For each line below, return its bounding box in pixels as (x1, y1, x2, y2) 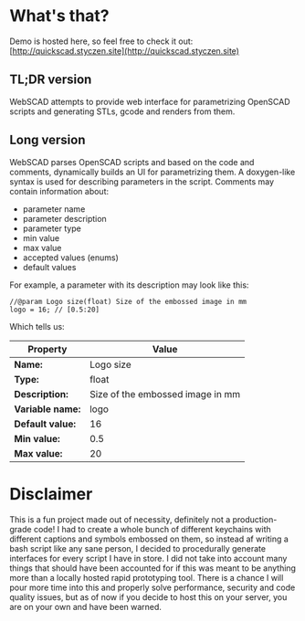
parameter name (22, 203, 86, 215)
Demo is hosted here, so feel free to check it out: (9, 36, 194, 47)
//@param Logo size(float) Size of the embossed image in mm (9, 297, 247, 306)
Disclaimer (9, 483, 93, 504)
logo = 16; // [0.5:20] (9, 305, 100, 314)
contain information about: (9, 185, 110, 196)
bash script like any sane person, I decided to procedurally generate (9, 542, 267, 553)
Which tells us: (9, 321, 66, 332)
